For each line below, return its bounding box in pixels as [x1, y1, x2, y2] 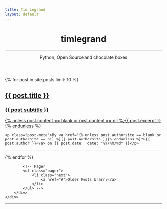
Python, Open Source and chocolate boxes [39, 54, 128, 60]
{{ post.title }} [5, 91, 50, 100]
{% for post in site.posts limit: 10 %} [5, 77, 79, 83]
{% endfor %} [5, 154, 34, 160]
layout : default [5, 12, 39, 17]
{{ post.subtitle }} [5, 106, 49, 113]
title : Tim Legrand [5, 7, 46, 12]
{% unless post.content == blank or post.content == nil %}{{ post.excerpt [5, 118, 156, 124]
